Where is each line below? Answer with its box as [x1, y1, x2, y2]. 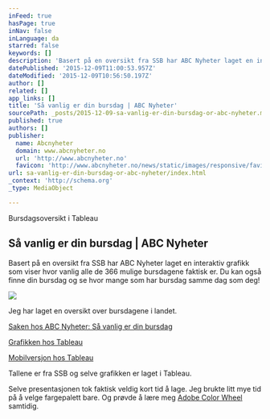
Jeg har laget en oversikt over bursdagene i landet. [8, 305, 178, 315]
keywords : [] [8, 49, 52, 57]
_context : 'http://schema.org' [8, 176, 113, 185]
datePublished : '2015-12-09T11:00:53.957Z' [8, 64, 157, 73]
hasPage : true [8, 19, 56, 27]
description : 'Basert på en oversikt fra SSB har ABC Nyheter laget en [8, 57, 253, 65]
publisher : [8, 131, 45, 139]
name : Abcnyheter [15, 139, 74, 147]
